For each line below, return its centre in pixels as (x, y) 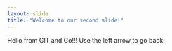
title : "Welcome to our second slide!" (66, 20)
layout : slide (28, 14)
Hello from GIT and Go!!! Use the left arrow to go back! (86, 40)
